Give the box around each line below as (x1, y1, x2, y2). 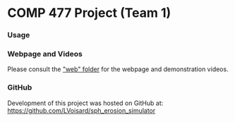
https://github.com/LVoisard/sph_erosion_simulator (7, 106, 156, 114)
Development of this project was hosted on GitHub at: (7, 99, 164, 107)
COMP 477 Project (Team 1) (7, 5, 171, 21)
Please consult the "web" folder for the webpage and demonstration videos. (7, 65, 229, 73)
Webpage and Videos (7, 49, 83, 59)
